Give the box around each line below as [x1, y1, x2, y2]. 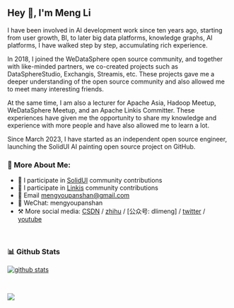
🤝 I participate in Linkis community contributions [17, 183, 159, 192]
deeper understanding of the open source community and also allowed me [7, 77, 225, 86]
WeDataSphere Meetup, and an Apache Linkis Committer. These [7, 105, 195, 114]
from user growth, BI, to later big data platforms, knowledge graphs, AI [7, 33, 213, 42]
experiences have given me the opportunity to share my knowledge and [7, 113, 217, 122]
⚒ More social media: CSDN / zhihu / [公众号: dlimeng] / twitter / [17, 207, 206, 216]
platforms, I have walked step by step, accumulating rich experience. [7, 40, 208, 50]
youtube [17, 215, 42, 224]
